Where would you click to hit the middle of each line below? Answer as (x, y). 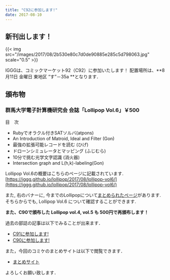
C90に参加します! (31, 240)
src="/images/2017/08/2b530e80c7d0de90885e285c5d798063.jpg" (77, 54)
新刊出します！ (29, 36)
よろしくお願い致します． (32, 273)
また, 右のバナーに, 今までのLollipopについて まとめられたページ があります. (83, 195)
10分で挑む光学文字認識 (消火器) (46, 157)
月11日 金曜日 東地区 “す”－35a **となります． (53, 77)
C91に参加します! (31, 234)
